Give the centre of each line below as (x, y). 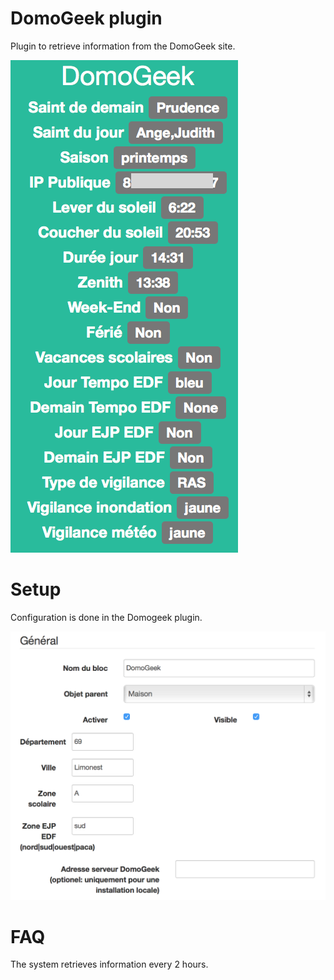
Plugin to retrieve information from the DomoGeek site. (123, 46)
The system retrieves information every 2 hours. (109, 964)
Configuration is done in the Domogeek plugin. (106, 617)
